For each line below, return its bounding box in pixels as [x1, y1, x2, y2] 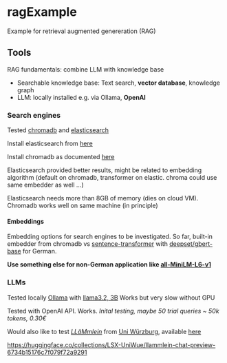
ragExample [7, 4, 77, 20]
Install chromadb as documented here [7, 153, 115, 161]
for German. [23, 247, 57, 256]
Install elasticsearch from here [7, 139, 93, 148]
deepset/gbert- [169, 240, 213, 248]
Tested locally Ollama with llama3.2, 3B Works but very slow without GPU [7, 293, 215, 302]
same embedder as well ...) [7, 180, 84, 189]
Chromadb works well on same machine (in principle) [7, 201, 158, 210]
